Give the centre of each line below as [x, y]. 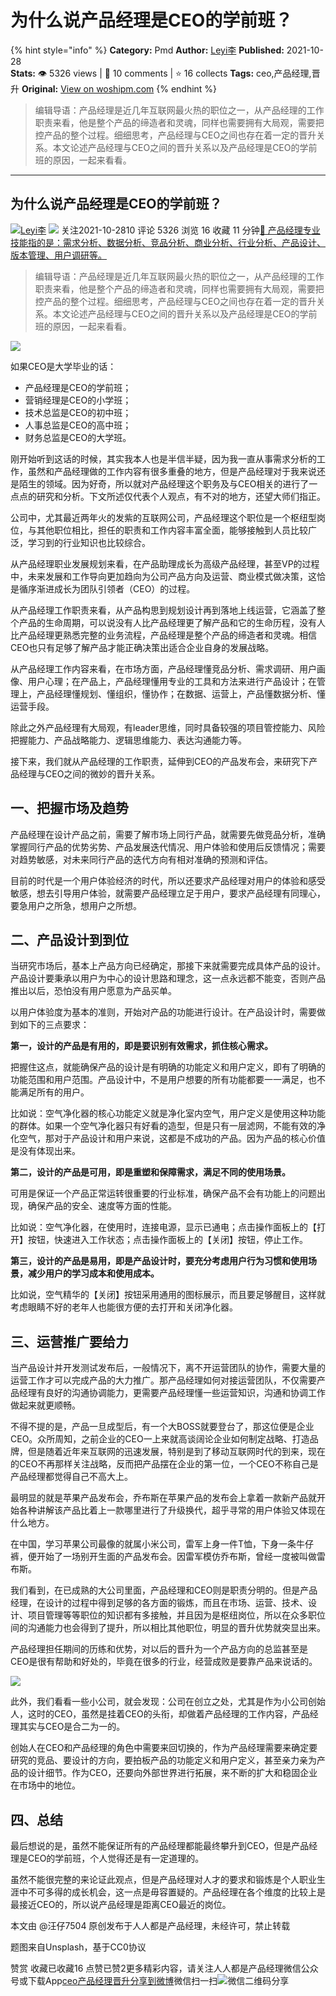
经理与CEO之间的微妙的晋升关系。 [89, 773]
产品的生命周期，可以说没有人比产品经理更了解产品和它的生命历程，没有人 [172, 622]
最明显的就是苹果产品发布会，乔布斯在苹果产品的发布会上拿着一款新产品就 [163, 1498]
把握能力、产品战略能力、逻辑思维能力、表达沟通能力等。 [128, 740]
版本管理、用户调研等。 [58, 255]
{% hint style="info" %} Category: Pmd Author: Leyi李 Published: [147, 50]
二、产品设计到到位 [69, 939]
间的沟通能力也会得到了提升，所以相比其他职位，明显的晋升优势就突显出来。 [168, 1628]
